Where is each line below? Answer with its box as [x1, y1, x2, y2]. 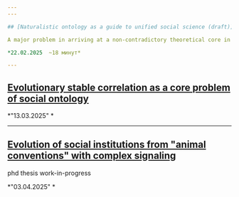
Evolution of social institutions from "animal [7, 139, 206, 151]
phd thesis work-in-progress [7, 169, 91, 177]
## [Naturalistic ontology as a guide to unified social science [7, 23, 205, 31]
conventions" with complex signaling [7, 150, 176, 162]
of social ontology [7, 92, 89, 105]
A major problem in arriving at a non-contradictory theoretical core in [7, 36, 231, 43]
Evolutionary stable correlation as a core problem [7, 81, 231, 93]
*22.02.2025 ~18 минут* [7, 49, 81, 56]
